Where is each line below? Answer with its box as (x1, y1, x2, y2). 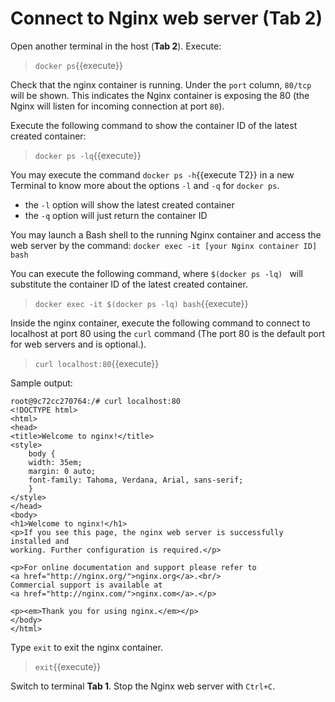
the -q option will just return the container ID (24, 209, 208, 221)
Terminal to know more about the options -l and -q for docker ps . (10, 179, 280, 191)
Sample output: (10, 377, 73, 389)
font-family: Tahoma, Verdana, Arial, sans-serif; (28, 475, 244, 485)
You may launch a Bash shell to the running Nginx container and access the (10, 228, 322, 241)
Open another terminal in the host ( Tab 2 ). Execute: (10, 40, 222, 52)
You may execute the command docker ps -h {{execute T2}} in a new (10, 168, 295, 181)
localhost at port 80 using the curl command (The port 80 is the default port (10, 327, 326, 339)
